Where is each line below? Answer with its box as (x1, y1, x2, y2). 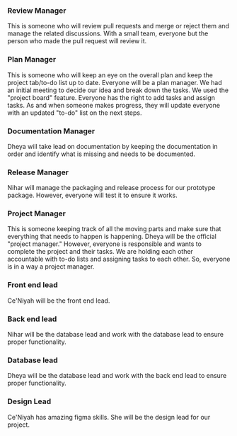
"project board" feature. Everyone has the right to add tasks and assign (7, 93, 216, 101)
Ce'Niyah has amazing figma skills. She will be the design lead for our (7, 413, 211, 421)
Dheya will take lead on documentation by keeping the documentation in (7, 142, 218, 150)
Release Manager (7, 167, 69, 177)
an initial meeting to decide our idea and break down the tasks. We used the (7, 86, 229, 94)
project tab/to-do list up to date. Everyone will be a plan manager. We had (7, 78, 223, 86)
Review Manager (7, 6, 67, 16)
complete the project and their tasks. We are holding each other (7, 247, 193, 256)
